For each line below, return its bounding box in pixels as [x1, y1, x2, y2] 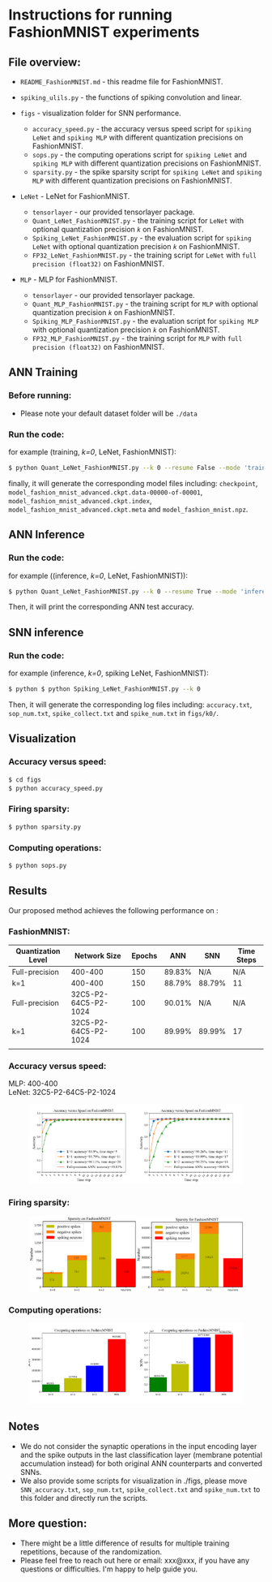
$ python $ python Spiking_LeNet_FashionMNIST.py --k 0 [8, 685, 201, 693]
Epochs [131, 950, 158, 960]
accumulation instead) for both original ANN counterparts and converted [19, 1459, 263, 1468]
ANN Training [8, 365, 79, 379]
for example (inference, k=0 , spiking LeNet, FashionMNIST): [8, 668, 209, 679]
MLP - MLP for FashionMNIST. [19, 274, 118, 284]
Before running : [8, 390, 72, 401]
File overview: [8, 55, 81, 69]
